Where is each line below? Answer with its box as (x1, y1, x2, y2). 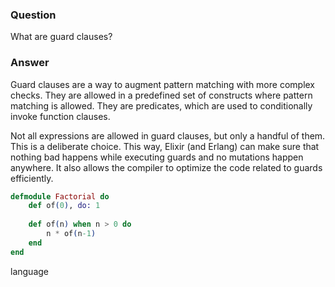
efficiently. (10, 172, 54, 184)
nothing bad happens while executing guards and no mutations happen (10, 151, 304, 163)
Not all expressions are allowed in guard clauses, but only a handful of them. (10, 129, 326, 142)
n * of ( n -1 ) (46, 229, 97, 239)
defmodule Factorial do (10, 191, 110, 202)
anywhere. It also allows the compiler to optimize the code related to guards (10, 161, 323, 173)
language (10, 265, 49, 277)
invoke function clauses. (10, 110, 111, 122)
